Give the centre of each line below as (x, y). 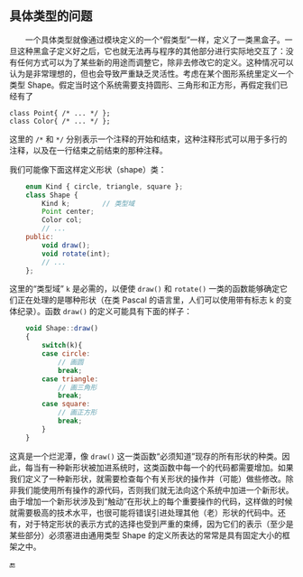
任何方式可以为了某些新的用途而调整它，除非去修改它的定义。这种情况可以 (155, 62)
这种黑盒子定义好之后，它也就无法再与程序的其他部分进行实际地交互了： (151, 51)
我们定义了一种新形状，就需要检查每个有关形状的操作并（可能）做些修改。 (147, 479)
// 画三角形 (77, 387)
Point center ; (68, 212)
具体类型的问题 (51, 16)
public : (40, 237)
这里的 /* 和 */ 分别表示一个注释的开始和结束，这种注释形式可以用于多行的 (148, 139)
